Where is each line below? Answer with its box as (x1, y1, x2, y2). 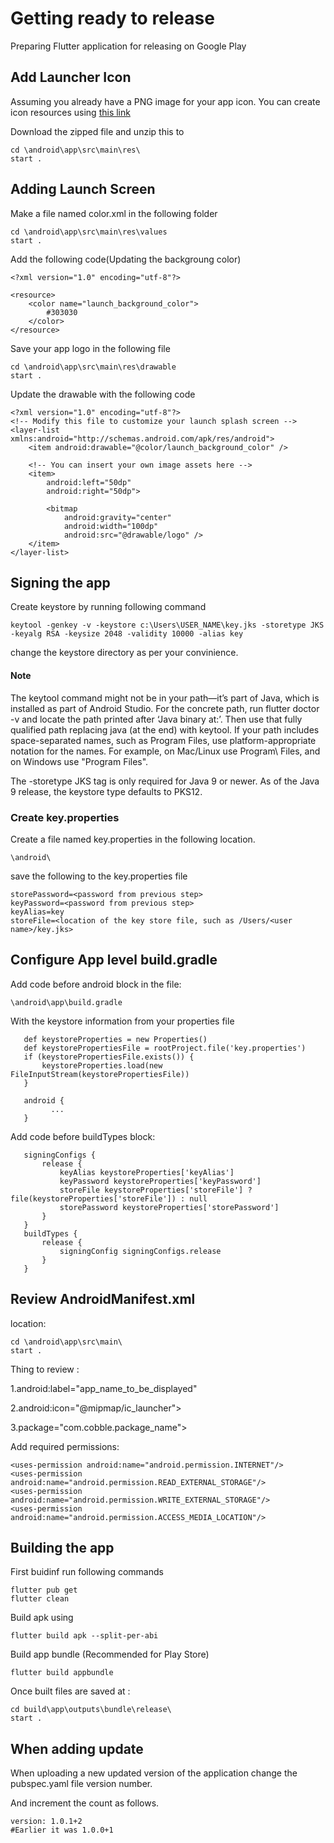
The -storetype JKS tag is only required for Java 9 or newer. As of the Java (10, 775, 320, 787)
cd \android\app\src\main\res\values (10, 227, 168, 237)
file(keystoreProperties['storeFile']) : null (10, 1193, 208, 1204)
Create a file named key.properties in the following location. (10, 833, 256, 845)
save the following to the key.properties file (10, 870, 188, 882)
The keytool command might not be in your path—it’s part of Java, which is (10, 692, 320, 704)
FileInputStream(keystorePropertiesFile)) (10, 1069, 190, 1079)
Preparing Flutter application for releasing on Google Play (10, 40, 247, 52)
